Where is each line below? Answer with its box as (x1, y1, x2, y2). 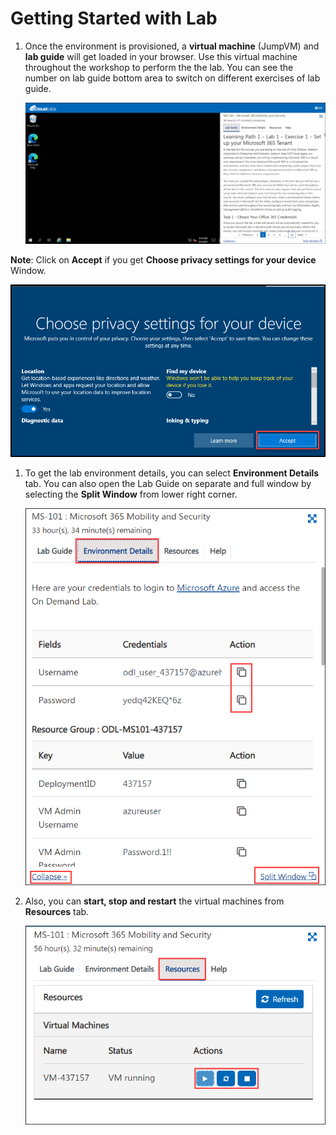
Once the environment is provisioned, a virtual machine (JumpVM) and (24, 40, 320, 52)
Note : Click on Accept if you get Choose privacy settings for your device (10, 253, 317, 266)
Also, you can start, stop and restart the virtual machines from (24, 895, 285, 907)
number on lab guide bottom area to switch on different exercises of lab (24, 72, 321, 84)
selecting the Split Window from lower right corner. (24, 488, 238, 500)
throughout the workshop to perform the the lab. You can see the (24, 61, 294, 73)
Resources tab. (24, 905, 90, 917)
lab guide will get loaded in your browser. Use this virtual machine (24, 50, 298, 62)
